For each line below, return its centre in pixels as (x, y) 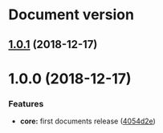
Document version (71, 15)
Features (26, 103)
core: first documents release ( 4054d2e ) (88, 121)
